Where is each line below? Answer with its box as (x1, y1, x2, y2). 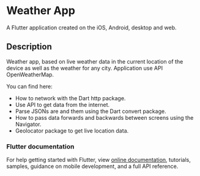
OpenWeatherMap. (6, 71, 54, 78)
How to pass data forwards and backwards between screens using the (15, 114, 194, 121)
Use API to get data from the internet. (15, 101, 110, 108)
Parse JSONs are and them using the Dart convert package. (15, 108, 166, 115)
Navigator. (15, 120, 42, 128)
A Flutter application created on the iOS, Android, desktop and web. (6, 24, 177, 31)
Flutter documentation (6, 142, 75, 150)
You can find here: (6, 82, 53, 90)
